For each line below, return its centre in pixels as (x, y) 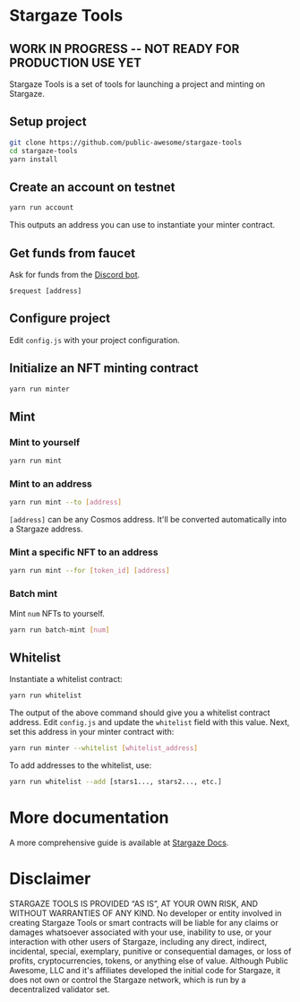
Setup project (48, 122)
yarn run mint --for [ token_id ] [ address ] (90, 571)
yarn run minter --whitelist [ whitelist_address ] (104, 748)
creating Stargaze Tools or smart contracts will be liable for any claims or (144, 922)
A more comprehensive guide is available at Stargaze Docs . (119, 842)
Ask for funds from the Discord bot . (75, 274)
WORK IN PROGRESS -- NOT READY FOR (124, 49)
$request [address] (46, 291)
